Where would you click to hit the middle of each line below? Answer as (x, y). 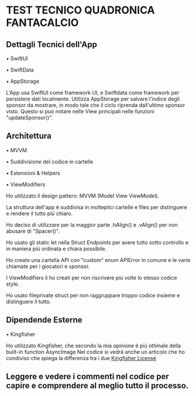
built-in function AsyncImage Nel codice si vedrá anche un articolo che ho (96, 352)
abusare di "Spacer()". (33, 231)
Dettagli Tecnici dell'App (52, 44)
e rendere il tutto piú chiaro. (39, 213)
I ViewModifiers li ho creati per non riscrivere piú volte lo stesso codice (92, 277)
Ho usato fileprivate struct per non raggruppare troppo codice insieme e (93, 295)
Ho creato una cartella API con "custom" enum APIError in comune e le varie (98, 260)
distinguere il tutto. (29, 301)
